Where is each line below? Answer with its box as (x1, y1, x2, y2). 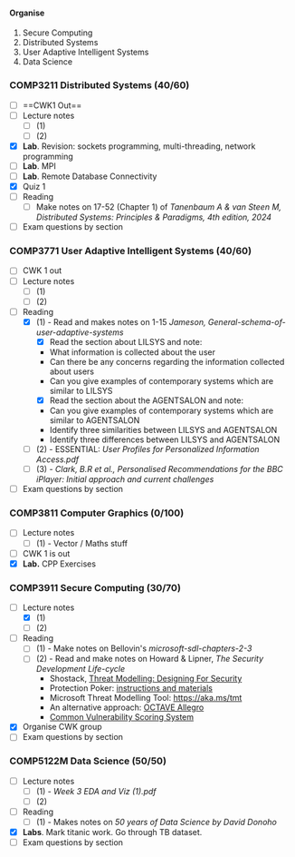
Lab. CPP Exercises (22, 558, 97, 569)
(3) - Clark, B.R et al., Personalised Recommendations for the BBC (35, 464, 283, 475)
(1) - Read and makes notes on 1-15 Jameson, (35, 316, 206, 327)
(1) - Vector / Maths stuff (35, 537, 128, 548)
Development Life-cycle (35, 664, 126, 675)
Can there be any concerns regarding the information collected (49, 356, 285, 367)
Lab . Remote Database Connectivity (22, 171, 157, 182)
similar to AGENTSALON (49, 414, 140, 426)
